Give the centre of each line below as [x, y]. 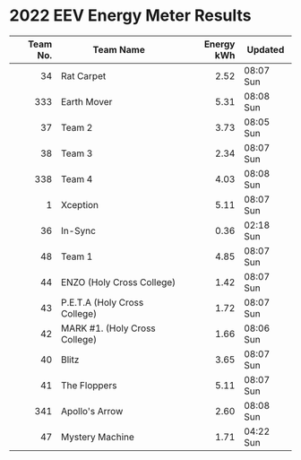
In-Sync [79, 230]
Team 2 [77, 127]
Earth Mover [87, 101]
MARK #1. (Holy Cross [109, 328]
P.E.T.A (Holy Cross [103, 302]
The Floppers [89, 385]
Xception [80, 204]
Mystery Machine [98, 437]
